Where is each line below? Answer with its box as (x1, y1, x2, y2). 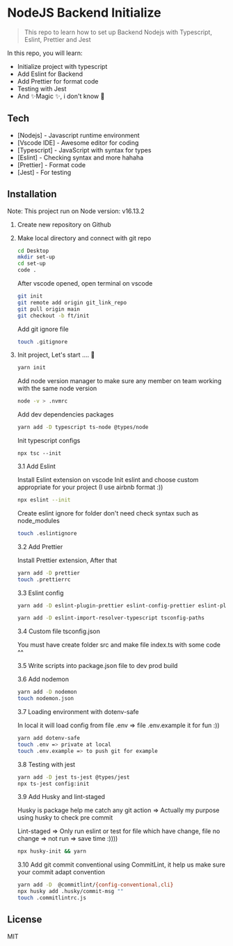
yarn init (17, 364, 47, 371)
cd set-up (17, 260, 47, 267)
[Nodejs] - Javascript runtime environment (17, 131, 140, 139)
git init (17, 293, 43, 300)
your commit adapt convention (17, 868, 106, 876)
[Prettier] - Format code (17, 160, 86, 169)
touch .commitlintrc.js (17, 894, 87, 901)
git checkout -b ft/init (17, 312, 90, 319)
